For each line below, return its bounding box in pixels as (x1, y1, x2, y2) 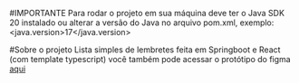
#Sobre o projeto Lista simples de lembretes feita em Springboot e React (9, 44, 281, 55)
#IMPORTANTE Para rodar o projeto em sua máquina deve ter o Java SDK (9, 8, 285, 18)
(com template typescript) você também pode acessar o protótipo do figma (9, 54, 292, 64)
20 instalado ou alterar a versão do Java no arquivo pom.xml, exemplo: (9, 17, 275, 28)
